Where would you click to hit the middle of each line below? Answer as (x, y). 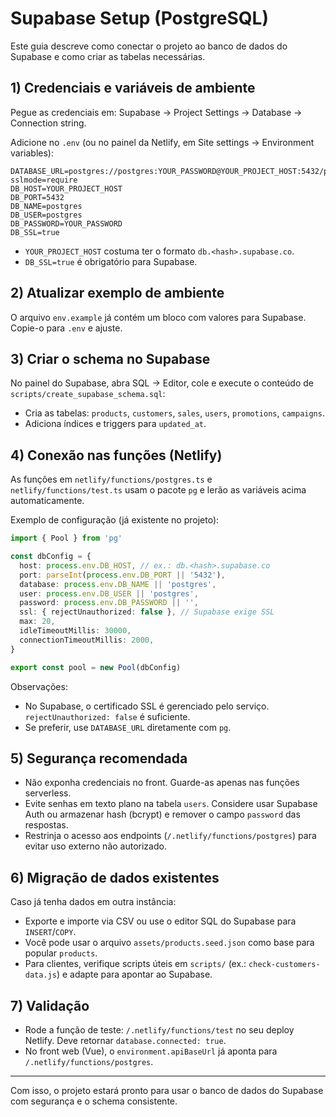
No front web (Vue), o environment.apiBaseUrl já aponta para (151, 1051)
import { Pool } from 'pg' (66, 538)
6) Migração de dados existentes (115, 877)
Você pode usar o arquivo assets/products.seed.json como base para (169, 943)
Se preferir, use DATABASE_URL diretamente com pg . (128, 727)
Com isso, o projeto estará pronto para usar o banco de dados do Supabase (167, 1090)
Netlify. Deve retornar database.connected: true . (125, 1040)
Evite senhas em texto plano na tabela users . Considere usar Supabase (171, 804)
